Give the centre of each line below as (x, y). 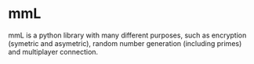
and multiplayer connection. (53, 52)
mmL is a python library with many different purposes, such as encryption (127, 35)
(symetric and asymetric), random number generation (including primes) (125, 43)
